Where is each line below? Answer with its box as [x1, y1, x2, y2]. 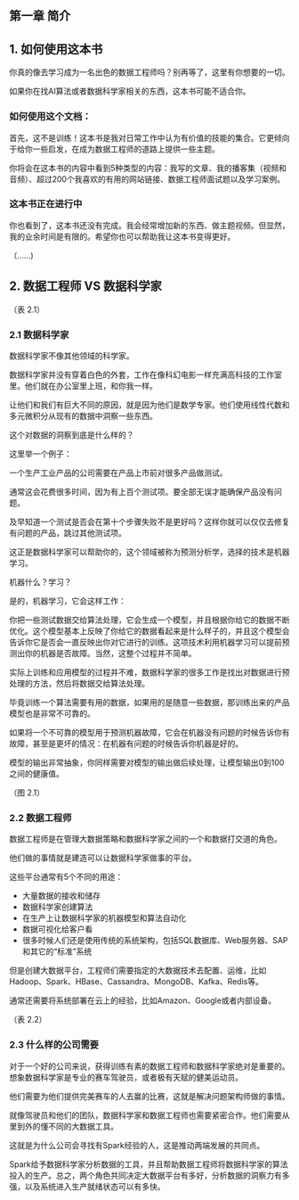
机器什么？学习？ [9, 576, 72, 587]
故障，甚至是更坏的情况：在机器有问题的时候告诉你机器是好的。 [9, 738, 243, 749]
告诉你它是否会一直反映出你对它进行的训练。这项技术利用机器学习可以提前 [9, 637, 282, 647]
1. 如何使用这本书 [9, 41, 103, 56]
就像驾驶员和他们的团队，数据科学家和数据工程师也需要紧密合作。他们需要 [9, 1109, 282, 1121]
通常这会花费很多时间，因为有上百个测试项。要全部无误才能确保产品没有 [9, 486, 274, 497]
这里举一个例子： [9, 448, 72, 459]
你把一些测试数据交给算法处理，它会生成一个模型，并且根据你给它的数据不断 [9, 614, 290, 625]
